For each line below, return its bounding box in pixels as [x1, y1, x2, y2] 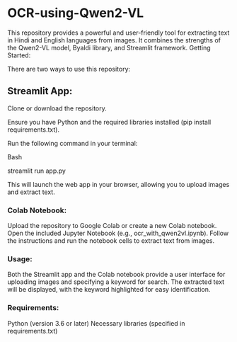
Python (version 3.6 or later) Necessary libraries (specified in [7, 319, 185, 327]
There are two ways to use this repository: [7, 64, 131, 73]
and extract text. [7, 188, 55, 196]
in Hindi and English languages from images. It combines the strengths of [7, 35, 221, 44]
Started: [7, 51, 31, 59]
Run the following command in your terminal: [7, 139, 138, 147]
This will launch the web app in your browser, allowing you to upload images [7, 180, 230, 188]
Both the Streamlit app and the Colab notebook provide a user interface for [7, 270, 226, 279]
